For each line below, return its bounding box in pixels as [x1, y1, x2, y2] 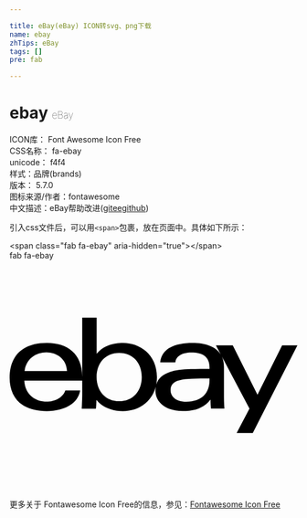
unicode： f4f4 [9, 157, 66, 168]
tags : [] [9, 47, 43, 56]
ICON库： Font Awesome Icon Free [9, 134, 142, 145]
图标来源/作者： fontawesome [9, 191, 121, 202]
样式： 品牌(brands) [9, 168, 82, 179]
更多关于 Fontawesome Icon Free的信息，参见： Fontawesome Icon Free [9, 499, 281, 510]
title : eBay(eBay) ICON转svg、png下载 [9, 21, 153, 30]
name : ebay [9, 29, 51, 39]
